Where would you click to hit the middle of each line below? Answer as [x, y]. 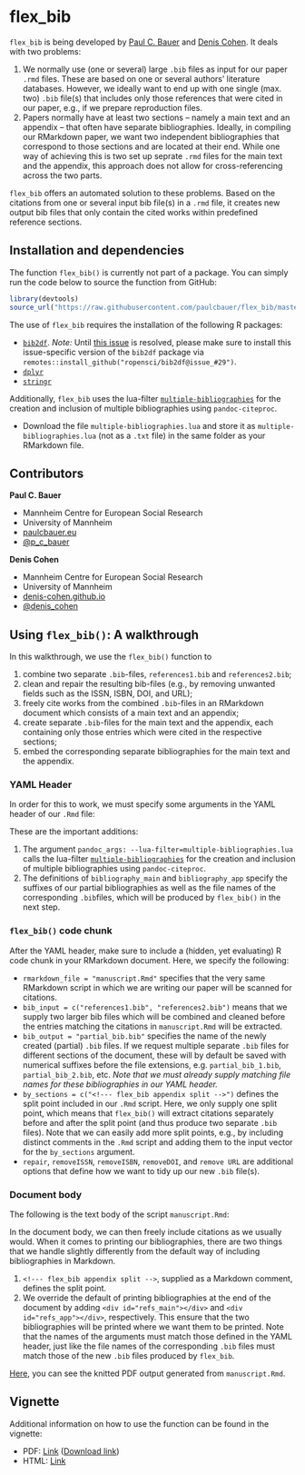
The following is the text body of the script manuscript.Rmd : [119, 1214]
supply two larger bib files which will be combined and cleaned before [154, 1016]
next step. [41, 907]
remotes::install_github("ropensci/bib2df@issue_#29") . [130, 362]
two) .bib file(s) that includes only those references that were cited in [152, 98]
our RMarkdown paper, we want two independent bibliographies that [151, 136]
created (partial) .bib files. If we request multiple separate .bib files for [156, 1045]
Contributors [47, 473]
